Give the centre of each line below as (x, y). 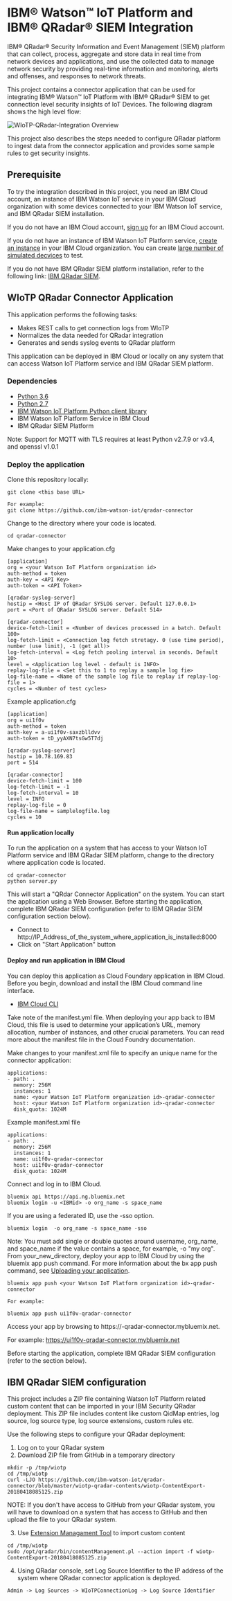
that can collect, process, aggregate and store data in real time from (104, 54)
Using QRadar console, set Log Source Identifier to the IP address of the (120, 1571)
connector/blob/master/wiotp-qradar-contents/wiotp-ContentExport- (107, 1486)
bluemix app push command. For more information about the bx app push (112, 1263)
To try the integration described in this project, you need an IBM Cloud (107, 191)
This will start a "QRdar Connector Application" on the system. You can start (116, 894)
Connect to (33, 930)
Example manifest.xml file (44, 1122)
